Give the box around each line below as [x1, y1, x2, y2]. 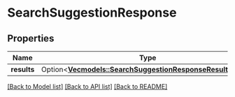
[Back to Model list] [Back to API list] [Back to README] [7, 82, 168, 91]
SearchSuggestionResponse [7, 5, 177, 21]
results [10, 64, 35, 74]
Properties [7, 33, 55, 44]
